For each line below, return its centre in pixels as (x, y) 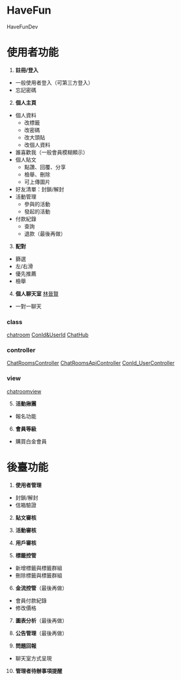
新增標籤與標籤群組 (39, 568)
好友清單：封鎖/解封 (40, 189)
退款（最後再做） (45, 233)
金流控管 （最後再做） (41, 588)
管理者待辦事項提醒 (39, 671)
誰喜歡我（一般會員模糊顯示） (51, 152)
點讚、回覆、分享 (45, 167)
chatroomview (24, 391)
